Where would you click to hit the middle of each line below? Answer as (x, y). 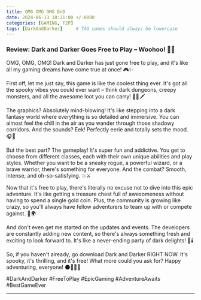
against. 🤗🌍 (21, 213)
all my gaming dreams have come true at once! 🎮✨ (70, 69)
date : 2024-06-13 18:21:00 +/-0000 (51, 17)
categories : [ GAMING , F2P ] (40, 23)
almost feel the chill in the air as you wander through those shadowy (90, 123)
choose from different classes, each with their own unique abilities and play (99, 156)
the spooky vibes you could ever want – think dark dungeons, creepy (91, 89)
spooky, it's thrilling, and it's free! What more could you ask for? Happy (94, 260)
